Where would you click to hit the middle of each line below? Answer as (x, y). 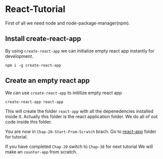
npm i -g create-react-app (33, 65)
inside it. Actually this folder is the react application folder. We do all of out (81, 116)
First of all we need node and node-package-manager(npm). (68, 23)
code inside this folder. (29, 121)
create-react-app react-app (34, 102)
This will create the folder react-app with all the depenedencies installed (79, 111)
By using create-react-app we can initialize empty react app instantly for (80, 50)
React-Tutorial (35, 9)
